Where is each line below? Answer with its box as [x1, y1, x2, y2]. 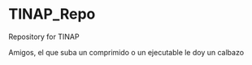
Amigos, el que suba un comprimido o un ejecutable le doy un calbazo [8, 47, 245, 57]
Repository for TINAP [8, 32, 80, 41]
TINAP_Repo [8, 5, 96, 24]
